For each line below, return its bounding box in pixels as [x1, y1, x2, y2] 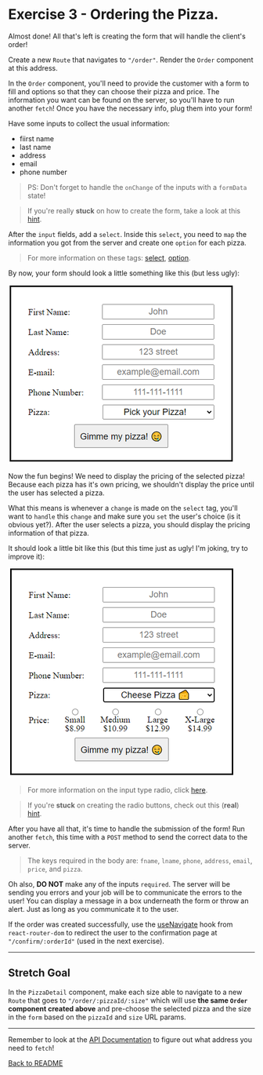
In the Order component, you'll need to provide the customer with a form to [8, 78, 250, 88]
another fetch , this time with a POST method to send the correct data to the [8, 832, 248, 841]
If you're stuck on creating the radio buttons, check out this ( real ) [27, 800, 240, 810]
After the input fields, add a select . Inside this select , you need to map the [8, 229, 247, 239]
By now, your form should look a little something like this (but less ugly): [8, 268, 240, 278]
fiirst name [19, 133, 55, 143]
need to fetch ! [8, 1043, 55, 1052]
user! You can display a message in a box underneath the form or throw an [8, 896, 249, 906]
